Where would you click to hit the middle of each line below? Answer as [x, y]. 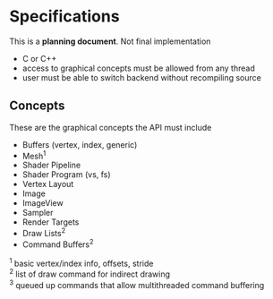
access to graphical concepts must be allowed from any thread [138, 68]
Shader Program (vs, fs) [66, 175]
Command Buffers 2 [58, 243]
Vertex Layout [48, 184]
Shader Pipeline [51, 165]
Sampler [38, 213]
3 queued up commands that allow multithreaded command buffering [137, 284]
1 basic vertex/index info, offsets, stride [81, 262]
